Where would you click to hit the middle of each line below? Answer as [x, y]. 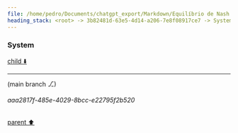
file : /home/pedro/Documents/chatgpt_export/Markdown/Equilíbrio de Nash [119, 14]
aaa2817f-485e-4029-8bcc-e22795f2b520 [71, 100]
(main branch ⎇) [32, 84]
